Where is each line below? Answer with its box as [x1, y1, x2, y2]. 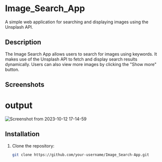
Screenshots [5, 81, 45, 89]
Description [5, 38, 41, 47]
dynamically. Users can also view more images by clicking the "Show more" [5, 61, 157, 67]
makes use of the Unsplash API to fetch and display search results [5, 56, 137, 62]
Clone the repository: [12, 143, 55, 148]
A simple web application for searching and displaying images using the [5, 19, 149, 25]
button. [5, 66, 19, 72]
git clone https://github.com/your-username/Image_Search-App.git [12, 152, 149, 157]
